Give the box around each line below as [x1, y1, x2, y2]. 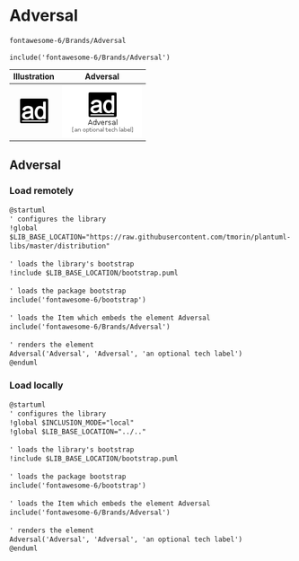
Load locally [9, 379, 64, 391]
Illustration [13, 71, 56, 82]
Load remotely [9, 184, 75, 197]
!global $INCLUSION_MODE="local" [9, 418, 135, 427]
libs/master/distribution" [9, 241, 110, 250]
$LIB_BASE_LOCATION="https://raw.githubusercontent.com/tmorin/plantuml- [9, 232, 292, 241]
